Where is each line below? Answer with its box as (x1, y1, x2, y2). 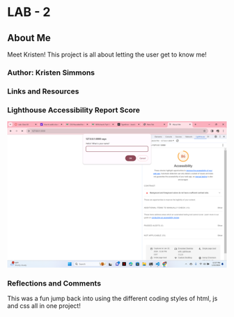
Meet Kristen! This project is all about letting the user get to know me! (7, 50, 207, 59)
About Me (7, 32, 51, 44)
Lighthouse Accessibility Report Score (7, 105, 141, 115)
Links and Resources (7, 86, 79, 96)
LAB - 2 (7, 4, 51, 20)
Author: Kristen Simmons (7, 68, 95, 77)
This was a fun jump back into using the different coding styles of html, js (7, 294, 218, 303)
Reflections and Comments (7, 278, 102, 288)
